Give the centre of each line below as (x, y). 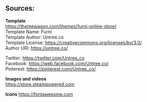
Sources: (20, 8)
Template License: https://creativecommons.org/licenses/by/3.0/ (74, 43)
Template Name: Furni (29, 32)
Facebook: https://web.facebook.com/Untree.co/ (57, 63)
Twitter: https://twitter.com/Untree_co (45, 58)
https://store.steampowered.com (40, 84)
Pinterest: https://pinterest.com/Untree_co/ (51, 69)
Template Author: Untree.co (35, 37)
